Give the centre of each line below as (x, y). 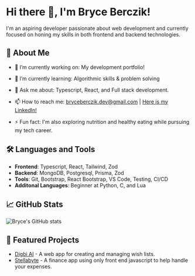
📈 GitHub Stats (35, 204)
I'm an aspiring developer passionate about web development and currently (97, 28)
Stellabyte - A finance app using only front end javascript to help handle (101, 260)
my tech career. (33, 130)
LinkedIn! (25, 110)
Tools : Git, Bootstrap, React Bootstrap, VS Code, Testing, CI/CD (91, 179)
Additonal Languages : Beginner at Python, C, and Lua (80, 185)
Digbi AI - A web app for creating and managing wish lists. (85, 254)
